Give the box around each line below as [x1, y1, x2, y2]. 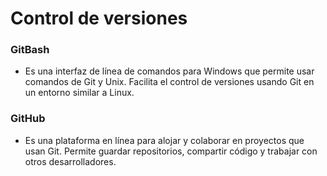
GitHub [10, 112, 46, 126]
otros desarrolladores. [24, 155, 117, 167]
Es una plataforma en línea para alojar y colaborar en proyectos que [24, 134, 305, 146]
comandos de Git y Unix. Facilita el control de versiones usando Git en [24, 76, 315, 88]
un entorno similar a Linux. [24, 87, 135, 99]
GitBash [10, 43, 50, 57]
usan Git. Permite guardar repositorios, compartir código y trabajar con [24, 145, 318, 157]
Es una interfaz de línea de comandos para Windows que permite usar [24, 65, 315, 77]
